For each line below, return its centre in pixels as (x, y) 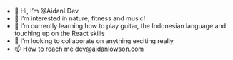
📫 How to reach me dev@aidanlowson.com (79, 49)
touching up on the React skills (59, 33)
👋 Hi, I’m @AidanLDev (46, 11)
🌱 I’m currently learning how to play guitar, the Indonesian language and (120, 26)
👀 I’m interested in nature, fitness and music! (80, 18)
